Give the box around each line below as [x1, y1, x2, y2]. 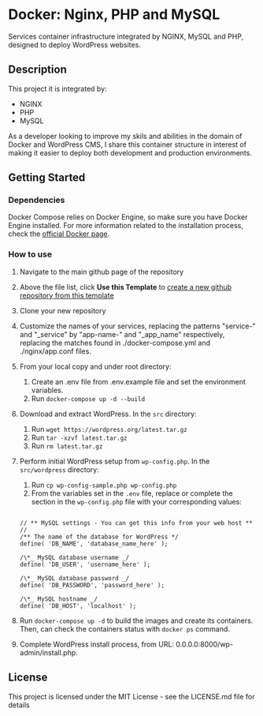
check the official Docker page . [8, 229, 110, 238]
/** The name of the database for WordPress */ [19, 533, 179, 541]
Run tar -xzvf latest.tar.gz [31, 433, 128, 442]
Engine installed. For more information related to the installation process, [8, 221, 244, 231]
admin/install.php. [19, 647, 79, 657]
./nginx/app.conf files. [19, 346, 92, 356]
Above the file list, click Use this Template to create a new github [19, 282, 232, 291]
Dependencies [8, 195, 65, 206]
